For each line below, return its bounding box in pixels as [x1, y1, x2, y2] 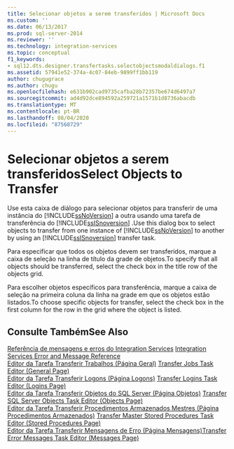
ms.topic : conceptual [7, 50, 71, 57]
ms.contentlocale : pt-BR [7, 108, 80, 115]
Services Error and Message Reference [7, 352, 121, 361]
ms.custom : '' [7, 17, 49, 24]
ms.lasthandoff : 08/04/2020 [7, 114, 90, 121]
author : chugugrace [7, 75, 64, 83]
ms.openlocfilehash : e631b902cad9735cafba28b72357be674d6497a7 [7, 88, 196, 95]
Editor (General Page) [7, 367, 70, 375]
